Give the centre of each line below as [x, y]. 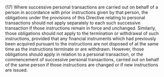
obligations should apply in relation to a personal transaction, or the [74, 54]
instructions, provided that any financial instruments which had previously [81, 38]
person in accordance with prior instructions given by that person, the [77, 12]
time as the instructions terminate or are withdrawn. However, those [75, 49]
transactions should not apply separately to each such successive [73, 23]
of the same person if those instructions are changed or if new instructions [82, 65]
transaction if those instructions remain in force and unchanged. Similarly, [81, 28]
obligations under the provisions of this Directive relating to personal [75, 18]
